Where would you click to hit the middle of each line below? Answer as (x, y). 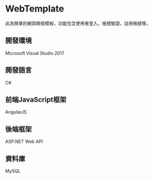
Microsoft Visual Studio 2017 (35, 53)
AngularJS (16, 112)
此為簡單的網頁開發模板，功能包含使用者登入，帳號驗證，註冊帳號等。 (78, 23)
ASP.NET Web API (24, 142)
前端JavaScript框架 (36, 99)
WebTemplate (35, 9)
